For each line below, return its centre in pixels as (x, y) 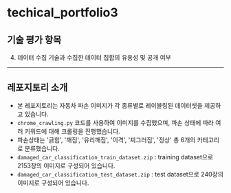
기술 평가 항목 (34, 39)
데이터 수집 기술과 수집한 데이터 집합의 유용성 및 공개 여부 (94, 57)
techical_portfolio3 (63, 13)
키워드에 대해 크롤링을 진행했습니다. (72, 131)
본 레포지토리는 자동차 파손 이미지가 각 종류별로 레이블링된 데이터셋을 (110, 105)
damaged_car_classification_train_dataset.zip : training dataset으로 (115, 157)
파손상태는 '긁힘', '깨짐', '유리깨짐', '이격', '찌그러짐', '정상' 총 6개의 (106, 139)
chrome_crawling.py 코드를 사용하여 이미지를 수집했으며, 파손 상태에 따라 (115, 122)
